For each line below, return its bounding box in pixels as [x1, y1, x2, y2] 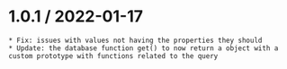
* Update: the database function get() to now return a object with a [8, 43, 279, 53]
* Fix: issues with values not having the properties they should [8, 36, 263, 45]
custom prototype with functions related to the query [8, 51, 219, 60]
